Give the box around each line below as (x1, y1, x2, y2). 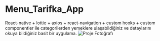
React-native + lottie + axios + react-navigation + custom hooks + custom (5, 20, 156, 26)
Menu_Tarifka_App (5, 3, 84, 15)
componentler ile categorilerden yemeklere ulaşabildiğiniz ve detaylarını (5, 25, 152, 31)
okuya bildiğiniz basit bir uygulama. (5, 30, 77, 36)
